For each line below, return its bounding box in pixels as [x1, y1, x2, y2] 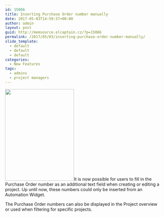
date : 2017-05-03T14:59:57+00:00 [5, 16, 73, 21]
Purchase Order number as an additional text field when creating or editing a [5, 181, 160, 187]
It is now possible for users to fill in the [74, 176, 152, 182]
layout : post [5, 25, 32, 30]
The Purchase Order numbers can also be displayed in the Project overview [5, 201, 158, 207]
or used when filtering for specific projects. [5, 206, 93, 212]
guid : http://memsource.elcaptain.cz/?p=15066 [5, 30, 102, 35]
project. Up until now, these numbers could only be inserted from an [5, 186, 143, 192]
